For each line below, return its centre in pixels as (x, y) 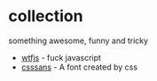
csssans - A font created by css (79, 67)
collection (46, 16)
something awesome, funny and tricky (78, 40)
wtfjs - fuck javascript (61, 57)
